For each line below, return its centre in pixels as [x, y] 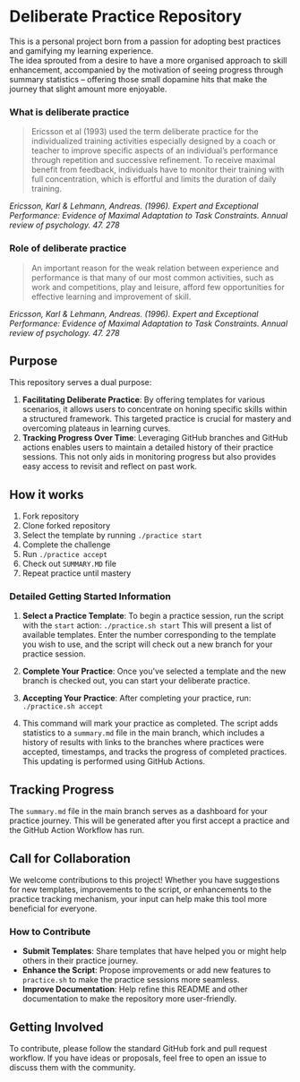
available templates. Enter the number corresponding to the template [149, 635]
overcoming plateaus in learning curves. [96, 428]
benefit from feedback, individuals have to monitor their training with [158, 170]
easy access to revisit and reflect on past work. [110, 467]
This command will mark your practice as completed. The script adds [150, 724]
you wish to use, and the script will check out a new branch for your [147, 644]
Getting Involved [56, 1027]
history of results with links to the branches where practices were [143, 743]
